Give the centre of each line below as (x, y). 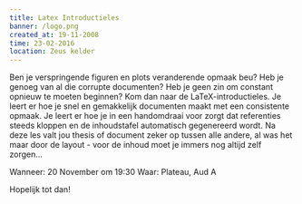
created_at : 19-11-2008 (54, 34)
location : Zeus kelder (52, 52)
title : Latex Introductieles (64, 18)
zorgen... (26, 154)
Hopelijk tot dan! (40, 189)
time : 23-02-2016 (42, 43)
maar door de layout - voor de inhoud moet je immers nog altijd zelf (136, 145)
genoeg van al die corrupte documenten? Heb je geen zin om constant (141, 87)
